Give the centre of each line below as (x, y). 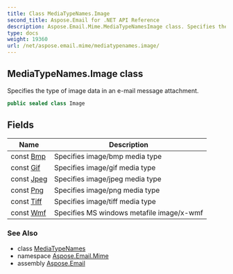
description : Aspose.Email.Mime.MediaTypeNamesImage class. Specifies (111, 26)
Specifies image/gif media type (105, 167)
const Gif (25, 167)
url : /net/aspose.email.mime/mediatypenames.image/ (83, 46)
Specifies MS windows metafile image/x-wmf (129, 212)
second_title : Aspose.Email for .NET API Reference (83, 20)
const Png (27, 190)
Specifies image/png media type (107, 190)
